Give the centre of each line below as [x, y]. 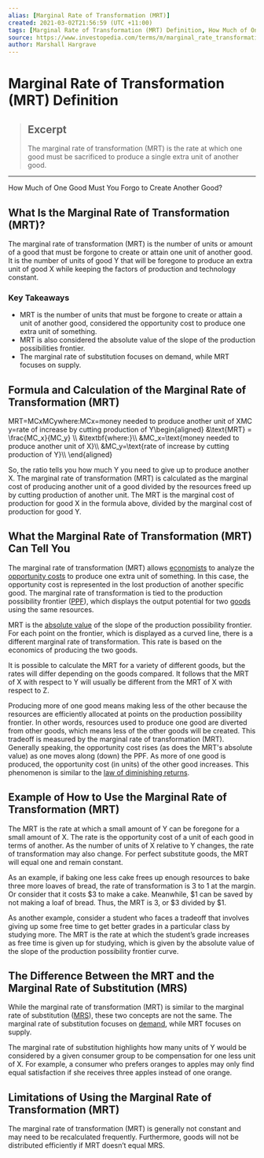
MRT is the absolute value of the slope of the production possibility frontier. [130, 625]
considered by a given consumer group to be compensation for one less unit [132, 1056]
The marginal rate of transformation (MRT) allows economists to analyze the [132, 567]
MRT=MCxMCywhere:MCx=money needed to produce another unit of [121, 421]
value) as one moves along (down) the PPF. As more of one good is [117, 755]
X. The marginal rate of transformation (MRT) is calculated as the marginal [128, 478]
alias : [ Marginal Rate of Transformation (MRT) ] [89, 15]
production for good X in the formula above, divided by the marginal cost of [130, 503]
